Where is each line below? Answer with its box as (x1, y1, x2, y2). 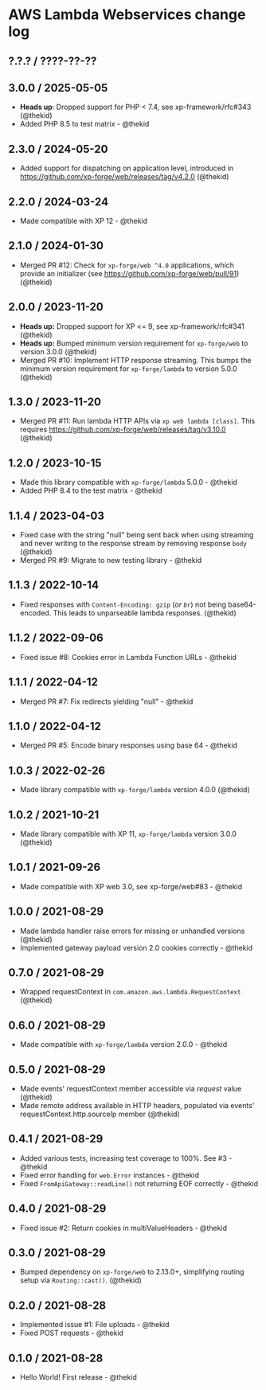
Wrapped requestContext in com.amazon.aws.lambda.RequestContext (19, 987, 241, 997)
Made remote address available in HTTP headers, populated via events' (19, 1101, 255, 1111)
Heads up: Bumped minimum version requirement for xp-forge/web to (19, 338, 248, 348)
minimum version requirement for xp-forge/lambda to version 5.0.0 (19, 364, 237, 373)
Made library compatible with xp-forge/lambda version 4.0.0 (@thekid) (19, 785, 250, 795)
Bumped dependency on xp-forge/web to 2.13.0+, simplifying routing (19, 1267, 244, 1277)
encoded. (19, 607, 52, 618)
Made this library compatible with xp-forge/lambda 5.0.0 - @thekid (19, 478, 237, 487)
